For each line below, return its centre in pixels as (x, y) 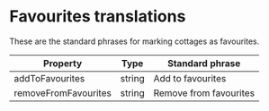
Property (63, 63)
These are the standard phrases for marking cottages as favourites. (134, 41)
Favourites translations (98, 17)
